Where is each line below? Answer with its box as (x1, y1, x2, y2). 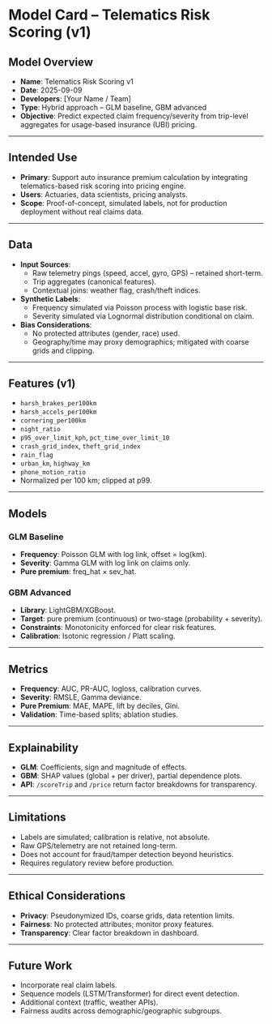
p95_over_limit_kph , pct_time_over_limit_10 (19, 432, 170, 443)
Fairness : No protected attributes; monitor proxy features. (19, 919, 215, 929)
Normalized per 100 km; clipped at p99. (19, 476, 152, 486)
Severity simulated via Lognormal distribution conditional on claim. (32, 311, 255, 321)
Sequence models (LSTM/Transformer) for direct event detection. (19, 989, 240, 999)
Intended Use (8, 151, 78, 165)
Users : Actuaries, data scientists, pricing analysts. (19, 189, 188, 199)
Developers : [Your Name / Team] (19, 94, 132, 103)
